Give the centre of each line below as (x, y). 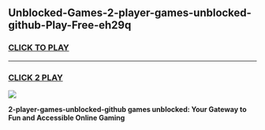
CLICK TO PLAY (39, 48)
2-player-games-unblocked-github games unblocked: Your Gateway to (127, 109)
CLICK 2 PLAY (35, 77)
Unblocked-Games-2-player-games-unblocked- (130, 13)
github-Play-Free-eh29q (70, 26)
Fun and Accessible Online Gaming (67, 117)
